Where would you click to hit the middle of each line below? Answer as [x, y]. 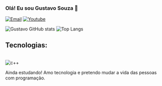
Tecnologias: [26, 45]
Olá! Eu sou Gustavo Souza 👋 [42, 8]
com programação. [25, 78]
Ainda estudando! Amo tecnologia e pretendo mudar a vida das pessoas [81, 73]
